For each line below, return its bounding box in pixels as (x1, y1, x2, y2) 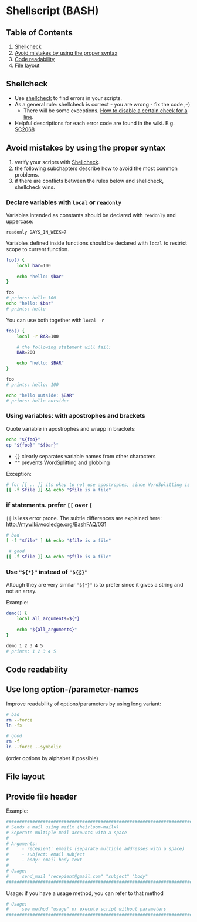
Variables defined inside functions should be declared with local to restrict (6, 239, 188, 247)
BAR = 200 (16, 350, 35, 355)
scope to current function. (6, 245, 69, 252)
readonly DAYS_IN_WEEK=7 (6, 229, 67, 235)
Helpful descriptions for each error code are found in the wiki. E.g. (14, 119, 175, 127)
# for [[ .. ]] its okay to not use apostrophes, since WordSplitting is (6, 481, 191, 488)
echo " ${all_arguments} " (16, 627, 77, 633)
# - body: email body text (6, 857, 83, 863)
